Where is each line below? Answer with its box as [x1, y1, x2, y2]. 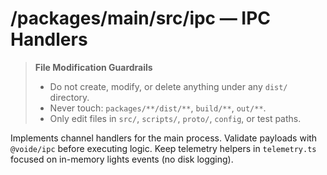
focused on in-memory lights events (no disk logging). [10, 153, 234, 165]
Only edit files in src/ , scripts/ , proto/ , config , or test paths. [49, 112, 302, 124]
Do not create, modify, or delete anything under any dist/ [49, 80, 288, 92]
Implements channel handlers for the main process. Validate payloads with [10, 132, 318, 144]
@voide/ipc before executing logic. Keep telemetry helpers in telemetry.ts [10, 142, 317, 154]
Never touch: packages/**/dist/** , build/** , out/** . [49, 102, 267, 114]
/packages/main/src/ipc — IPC [10, 7, 272, 30]
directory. [49, 91, 90, 103]
